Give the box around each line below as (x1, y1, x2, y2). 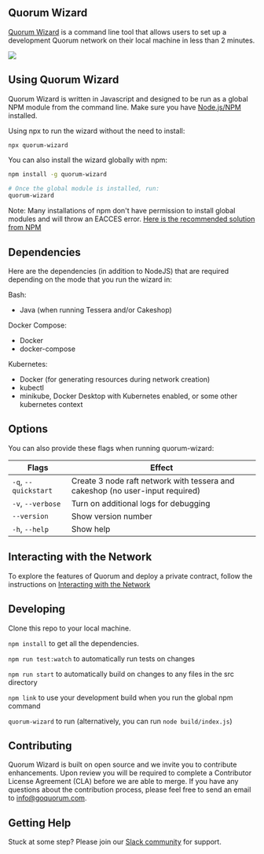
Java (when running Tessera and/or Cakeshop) (19, 305, 173, 315)
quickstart (12, 486, 53, 495)
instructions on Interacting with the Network (8, 579, 151, 589)
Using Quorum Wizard (8, 73, 119, 87)
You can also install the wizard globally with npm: (8, 155, 167, 165)
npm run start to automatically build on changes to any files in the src (8, 669, 234, 678)
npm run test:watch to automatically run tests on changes (8, 653, 195, 664)
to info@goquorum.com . (8, 793, 87, 803)
